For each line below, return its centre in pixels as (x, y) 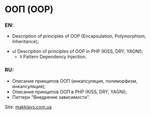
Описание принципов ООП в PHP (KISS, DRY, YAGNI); (69, 92)
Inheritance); (25, 42)
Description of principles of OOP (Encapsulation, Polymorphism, (79, 36)
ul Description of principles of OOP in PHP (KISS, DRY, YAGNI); (78, 51)
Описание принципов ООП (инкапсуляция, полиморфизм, (75, 81)
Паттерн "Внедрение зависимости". (51, 97)
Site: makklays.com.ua (28, 107)
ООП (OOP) (29, 9)
